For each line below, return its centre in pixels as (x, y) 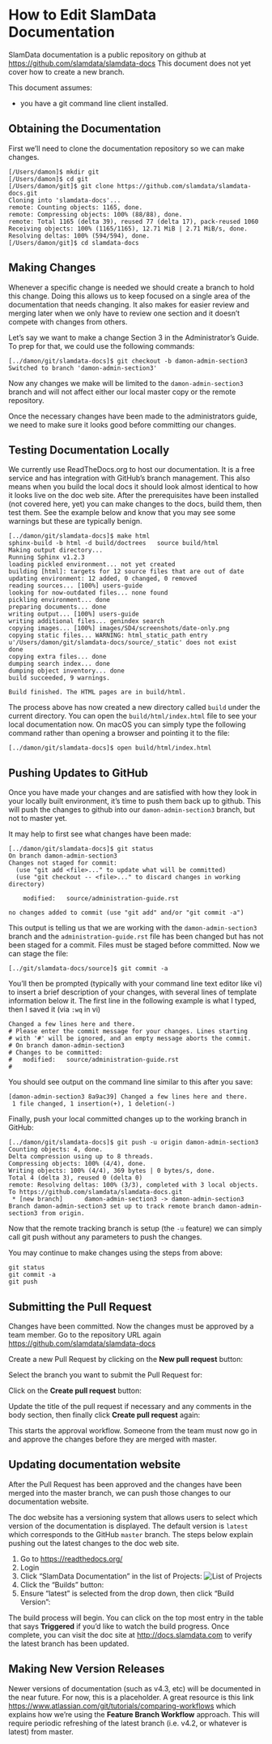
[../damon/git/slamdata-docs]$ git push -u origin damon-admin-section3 (134, 1143)
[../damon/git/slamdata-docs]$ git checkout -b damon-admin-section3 (128, 361)
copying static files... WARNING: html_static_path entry (108, 636)
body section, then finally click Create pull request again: (104, 1415)
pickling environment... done (59, 600)
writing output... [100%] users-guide (74, 614)
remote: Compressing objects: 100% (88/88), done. (96, 214)
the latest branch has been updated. (69, 1643)
